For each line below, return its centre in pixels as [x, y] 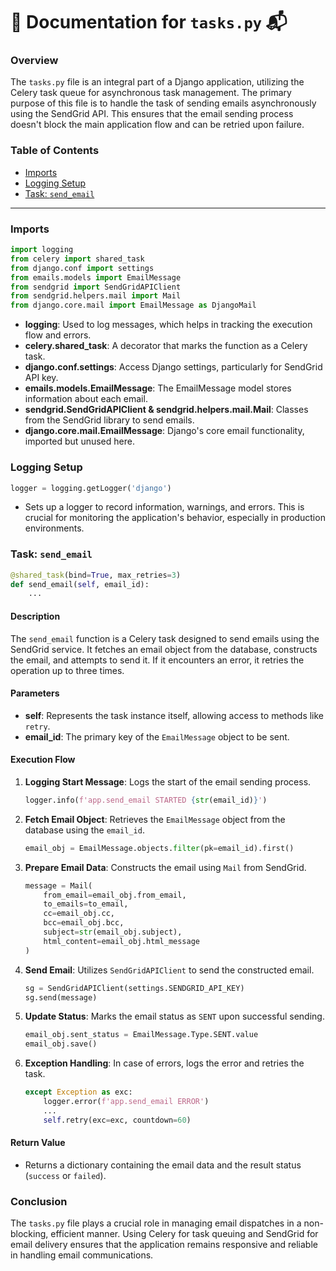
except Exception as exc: [78, 1092]
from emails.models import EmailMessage [96, 277]
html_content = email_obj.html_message [122, 941]
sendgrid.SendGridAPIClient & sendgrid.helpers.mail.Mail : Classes [166, 410]
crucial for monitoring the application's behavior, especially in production [175, 518]
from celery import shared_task [77, 259]
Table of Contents [55, 151]
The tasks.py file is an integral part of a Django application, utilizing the [157, 82]
